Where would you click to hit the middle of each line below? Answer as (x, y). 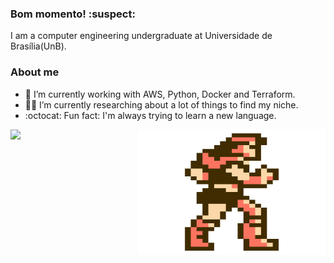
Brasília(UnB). (38, 46)
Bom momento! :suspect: (73, 14)
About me (35, 72)
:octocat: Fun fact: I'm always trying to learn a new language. (150, 115)
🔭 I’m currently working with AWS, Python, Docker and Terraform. (160, 94)
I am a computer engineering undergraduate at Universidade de (141, 36)
